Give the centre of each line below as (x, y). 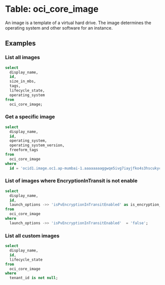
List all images (23, 58)
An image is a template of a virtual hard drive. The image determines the (78, 23)
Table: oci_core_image (52, 9)
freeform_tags (24, 150)
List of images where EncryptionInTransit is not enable (71, 181)
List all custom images (32, 236)
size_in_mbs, (23, 81)
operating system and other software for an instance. (59, 28)
